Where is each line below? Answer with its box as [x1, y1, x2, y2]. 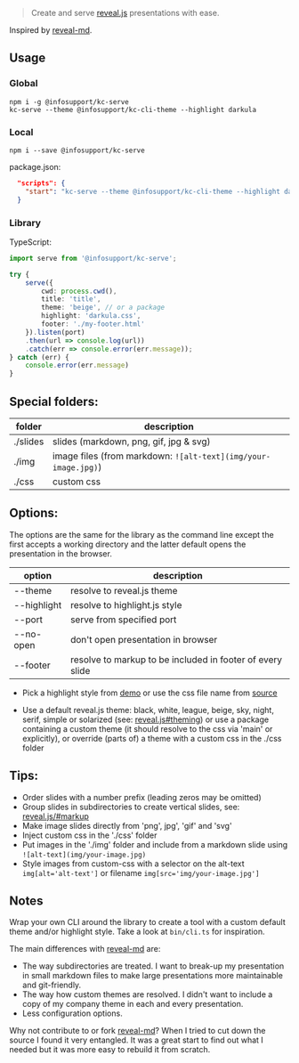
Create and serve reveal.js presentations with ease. [30, 8, 220, 18]
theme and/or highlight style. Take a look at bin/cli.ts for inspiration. [9, 926, 265, 937]
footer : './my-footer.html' [41, 320, 145, 329]
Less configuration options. [21, 1008, 123, 1018]
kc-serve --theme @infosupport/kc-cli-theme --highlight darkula [9, 105, 256, 114]
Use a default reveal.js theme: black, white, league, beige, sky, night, [21, 704, 274, 715]
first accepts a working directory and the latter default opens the [9, 539, 246, 549]
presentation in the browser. [9, 548, 113, 559]
